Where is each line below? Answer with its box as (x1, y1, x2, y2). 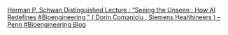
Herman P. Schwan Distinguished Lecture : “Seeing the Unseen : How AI (7, 6, 215, 14)
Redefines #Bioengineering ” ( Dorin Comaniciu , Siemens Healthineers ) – (7, 13, 221, 21)
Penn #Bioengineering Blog (7, 21, 86, 28)
